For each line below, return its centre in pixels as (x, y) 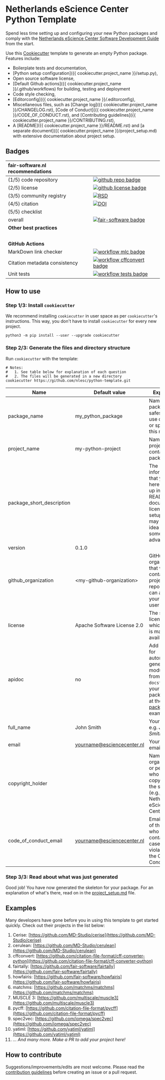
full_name (19, 727)
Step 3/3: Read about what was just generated (62, 877)
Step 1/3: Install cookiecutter (40, 305)
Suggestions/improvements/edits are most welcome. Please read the (75, 1067)
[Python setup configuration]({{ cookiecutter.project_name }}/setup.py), (85, 73)
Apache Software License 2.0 (109, 625)
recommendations (30, 171)
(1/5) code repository (33, 180)
